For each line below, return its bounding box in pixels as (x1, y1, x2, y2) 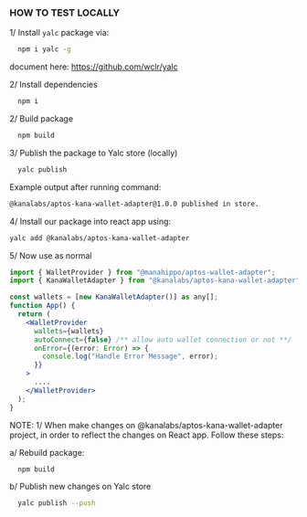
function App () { (9, 301, 76, 311)
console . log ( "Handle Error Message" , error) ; (42, 352, 219, 362)
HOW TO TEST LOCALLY (9, 6, 121, 19)
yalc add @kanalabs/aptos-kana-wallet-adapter (9, 233, 190, 243)
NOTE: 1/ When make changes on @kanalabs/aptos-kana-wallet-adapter (9, 419, 283, 430)
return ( (17, 310, 51, 319)
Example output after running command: (9, 181, 162, 193)
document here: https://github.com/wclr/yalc (9, 61, 178, 72)
